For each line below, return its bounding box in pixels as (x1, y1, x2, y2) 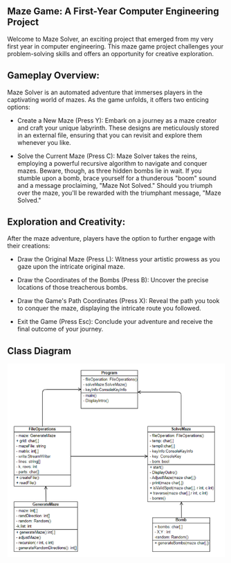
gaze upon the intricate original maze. (17, 263, 126, 271)
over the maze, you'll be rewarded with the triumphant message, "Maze (17, 189, 221, 197)
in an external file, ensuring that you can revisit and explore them (17, 131, 203, 139)
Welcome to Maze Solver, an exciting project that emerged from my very (7, 35, 214, 43)
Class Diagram (7, 345, 71, 356)
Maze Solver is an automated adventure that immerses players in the (7, 88, 203, 96)
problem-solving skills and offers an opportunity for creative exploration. (7, 49, 214, 58)
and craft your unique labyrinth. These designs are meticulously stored (17, 123, 219, 132)
